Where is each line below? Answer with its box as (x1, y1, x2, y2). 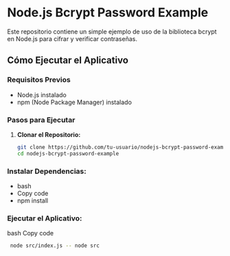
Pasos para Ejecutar (7, 115, 76, 125)
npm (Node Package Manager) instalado (16, 98, 133, 106)
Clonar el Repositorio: (16, 130, 81, 138)
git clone (16, 144, 46, 151)
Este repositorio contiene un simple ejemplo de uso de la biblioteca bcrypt (7, 27, 218, 36)
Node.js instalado (16, 90, 67, 99)
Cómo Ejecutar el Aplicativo (7, 55, 129, 66)
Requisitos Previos (7, 75, 71, 85)
